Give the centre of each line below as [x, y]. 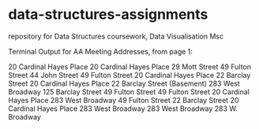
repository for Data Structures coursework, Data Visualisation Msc [116, 36]
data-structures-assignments [108, 15]
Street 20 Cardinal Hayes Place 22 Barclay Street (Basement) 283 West [124, 83]
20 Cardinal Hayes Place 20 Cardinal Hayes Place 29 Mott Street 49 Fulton [129, 66]
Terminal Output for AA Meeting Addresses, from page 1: [101, 51]
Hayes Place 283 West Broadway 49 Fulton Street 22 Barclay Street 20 [124, 100]
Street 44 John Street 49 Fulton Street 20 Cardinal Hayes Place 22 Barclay [129, 75]
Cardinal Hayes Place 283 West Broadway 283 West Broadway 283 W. [123, 109]
